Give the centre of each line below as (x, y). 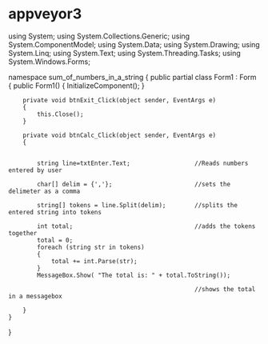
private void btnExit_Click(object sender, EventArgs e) (120, 100)
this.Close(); (60, 114)
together (23, 233)
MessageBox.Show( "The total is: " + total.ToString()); (134, 275)
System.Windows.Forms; (49, 62)
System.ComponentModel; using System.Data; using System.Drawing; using (134, 44)
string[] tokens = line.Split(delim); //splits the (138, 205)
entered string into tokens (55, 212)
